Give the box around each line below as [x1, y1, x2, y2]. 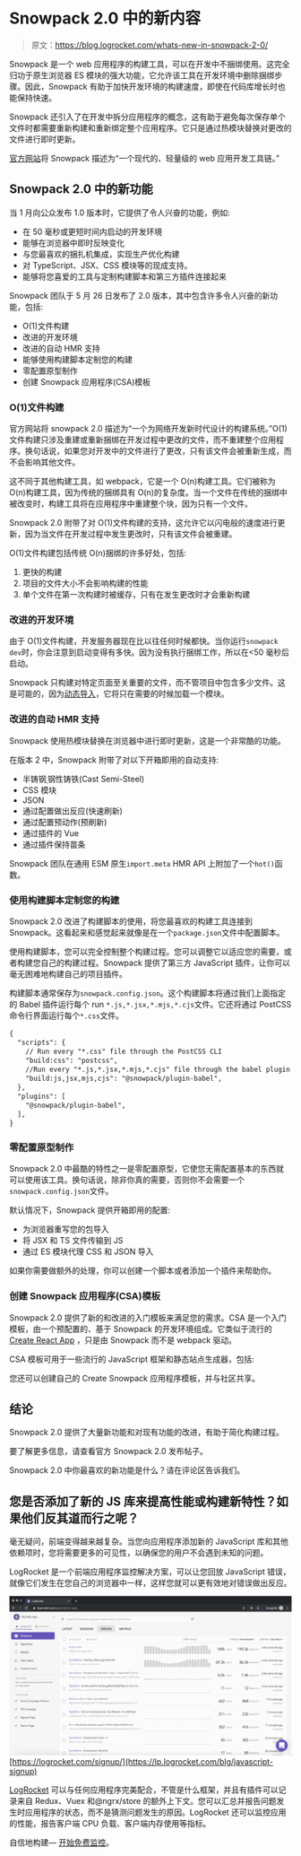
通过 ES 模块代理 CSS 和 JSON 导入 [21, 1246, 154, 1257]
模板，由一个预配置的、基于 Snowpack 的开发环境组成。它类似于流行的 [9, 1323, 272, 1334]
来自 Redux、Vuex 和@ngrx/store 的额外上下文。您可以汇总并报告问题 [16, 1796, 277, 1807]
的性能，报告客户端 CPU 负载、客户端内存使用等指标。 [9, 1818, 211, 1829]
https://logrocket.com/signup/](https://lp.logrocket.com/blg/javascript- [12, 1756, 273, 1767]
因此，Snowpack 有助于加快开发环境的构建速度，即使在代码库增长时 [24, 81, 279, 91]
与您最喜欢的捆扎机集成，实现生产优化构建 [21, 248, 180, 259]
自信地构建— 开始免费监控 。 [9, 1837, 114, 1848]
